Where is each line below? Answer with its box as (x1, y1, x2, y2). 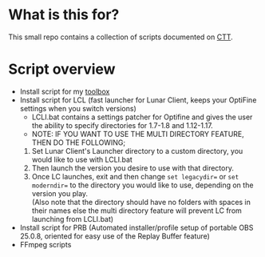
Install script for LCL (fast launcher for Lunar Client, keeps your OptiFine (19, 94, 257, 105)
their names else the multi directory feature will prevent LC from (31, 206, 242, 215)
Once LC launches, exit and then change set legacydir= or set (31, 171, 239, 181)
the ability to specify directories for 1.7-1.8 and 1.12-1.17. (31, 120, 213, 130)
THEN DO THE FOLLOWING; (31, 138, 126, 147)
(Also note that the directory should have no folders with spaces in (31, 197, 251, 207)
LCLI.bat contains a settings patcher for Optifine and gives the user (31, 112, 253, 122)
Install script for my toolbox (19, 86, 110, 96)
